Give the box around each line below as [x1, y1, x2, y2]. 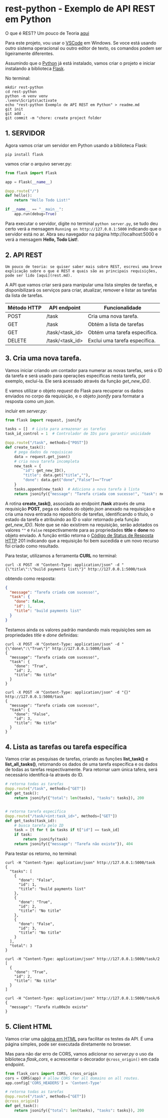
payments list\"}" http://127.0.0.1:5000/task [47, 566, 146, 571]
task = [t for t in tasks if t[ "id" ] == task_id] [14, 827, 120, 832]
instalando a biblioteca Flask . [5, 65, 65, 71]
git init [5, 106, 23, 111]
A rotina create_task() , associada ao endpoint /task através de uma [5, 500, 145, 506]
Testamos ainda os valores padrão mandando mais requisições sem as [5, 626, 151, 632]
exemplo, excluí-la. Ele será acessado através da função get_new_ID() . [5, 378, 151, 384]
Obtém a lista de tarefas [87, 320, 144, 327]
